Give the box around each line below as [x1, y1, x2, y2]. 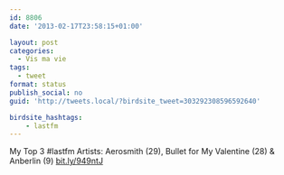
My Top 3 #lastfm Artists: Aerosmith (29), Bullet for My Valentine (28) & [9, 146, 276, 157]
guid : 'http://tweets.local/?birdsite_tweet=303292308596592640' [9, 97, 260, 106]
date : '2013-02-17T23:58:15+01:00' [9, 22, 144, 31]
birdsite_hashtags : [9, 113, 83, 122]
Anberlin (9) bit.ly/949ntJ [9, 155, 104, 167]
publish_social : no [9, 87, 83, 97]
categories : [9, 46, 54, 55]
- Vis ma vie [17, 55, 67, 64]
